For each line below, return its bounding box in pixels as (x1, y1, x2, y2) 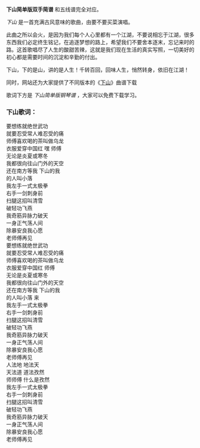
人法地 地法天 (6, 361, 39, 369)
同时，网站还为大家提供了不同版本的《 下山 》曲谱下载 (6, 79, 137, 86)
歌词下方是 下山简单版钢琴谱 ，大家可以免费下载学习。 (6, 92, 140, 98)
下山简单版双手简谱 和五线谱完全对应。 (6, 6, 102, 13)
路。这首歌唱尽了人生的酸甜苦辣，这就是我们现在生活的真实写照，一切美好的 (6, 46, 195, 53)
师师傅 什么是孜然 (6, 376, 50, 384)
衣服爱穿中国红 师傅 (6, 264, 55, 271)
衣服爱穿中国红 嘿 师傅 (6, 145, 61, 152)
